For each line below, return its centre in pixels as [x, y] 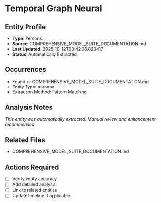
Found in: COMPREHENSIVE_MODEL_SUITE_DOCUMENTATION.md [80, 81]
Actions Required [32, 167]
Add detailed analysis [34, 184]
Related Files [25, 140]
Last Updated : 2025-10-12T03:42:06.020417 [58, 49]
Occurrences [26, 70]
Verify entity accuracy [35, 179]
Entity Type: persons [33, 87]
